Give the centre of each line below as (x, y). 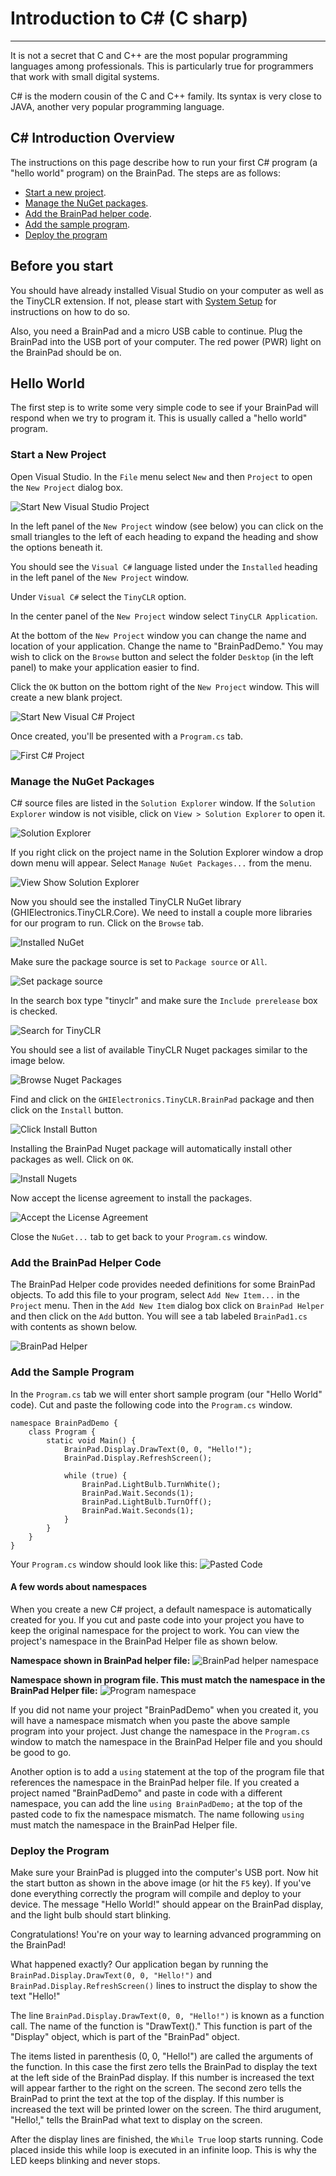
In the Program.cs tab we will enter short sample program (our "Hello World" (166, 1394)
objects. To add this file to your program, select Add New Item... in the (155, 1295)
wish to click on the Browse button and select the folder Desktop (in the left (162, 656)
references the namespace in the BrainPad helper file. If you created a (155, 1782)
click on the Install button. (67, 1109)
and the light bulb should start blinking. (91, 1915)
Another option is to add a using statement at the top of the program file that (167, 1771)
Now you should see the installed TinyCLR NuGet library (126, 901)
